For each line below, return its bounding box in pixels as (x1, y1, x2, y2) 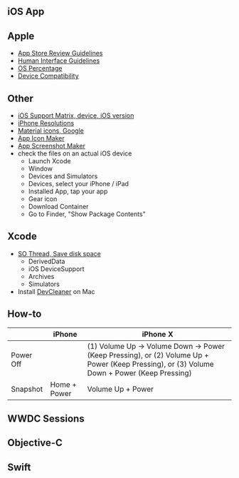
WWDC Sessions (7, 413, 85, 425)
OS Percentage (17, 64, 63, 73)
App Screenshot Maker (17, 142, 86, 151)
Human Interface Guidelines (17, 56, 100, 65)
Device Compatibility (17, 71, 80, 81)
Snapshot (11, 384, 43, 394)
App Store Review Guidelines (17, 49, 103, 58)
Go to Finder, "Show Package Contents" (28, 210, 146, 218)
